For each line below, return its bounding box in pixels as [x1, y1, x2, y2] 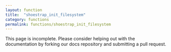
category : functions [5, 17, 50, 22]
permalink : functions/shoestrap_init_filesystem [5, 21, 111, 27]
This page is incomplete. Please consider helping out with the [5, 36, 135, 42]
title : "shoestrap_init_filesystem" [5, 12, 86, 17]
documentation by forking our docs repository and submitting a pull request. [5, 41, 166, 47]
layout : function [5, 7, 42, 13]
